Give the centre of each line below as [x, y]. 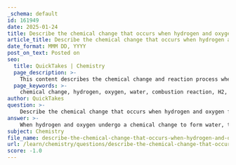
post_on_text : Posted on [44, 53]
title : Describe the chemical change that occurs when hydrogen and [110, 33]
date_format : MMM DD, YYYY [47, 46]
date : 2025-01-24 [33, 27]
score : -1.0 [25, 151]
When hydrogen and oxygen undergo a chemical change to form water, [122, 125]
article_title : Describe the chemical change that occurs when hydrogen [116, 40]
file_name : [23, 138]
